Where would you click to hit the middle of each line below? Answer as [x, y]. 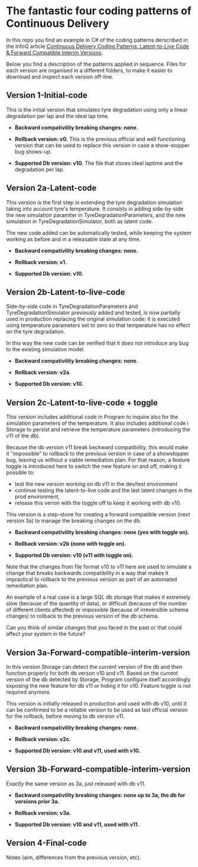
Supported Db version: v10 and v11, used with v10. [77, 751]
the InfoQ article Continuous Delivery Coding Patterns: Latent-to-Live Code [98, 46]
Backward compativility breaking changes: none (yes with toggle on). [102, 532]
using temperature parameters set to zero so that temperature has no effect [98, 325]
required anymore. [29, 692]
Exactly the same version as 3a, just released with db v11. [76, 783]
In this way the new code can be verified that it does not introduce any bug [98, 343]
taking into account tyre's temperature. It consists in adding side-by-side [95, 208]
